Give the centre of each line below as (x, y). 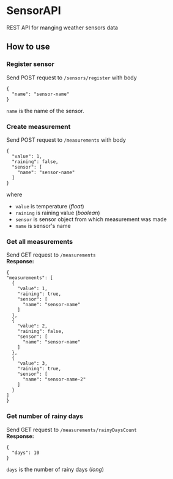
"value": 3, (32, 364)
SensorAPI (34, 11)
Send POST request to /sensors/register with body (72, 78)
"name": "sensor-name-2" (54, 379)
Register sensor (31, 64)
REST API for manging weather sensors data (62, 27)
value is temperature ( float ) (50, 206)
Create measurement (39, 126)
